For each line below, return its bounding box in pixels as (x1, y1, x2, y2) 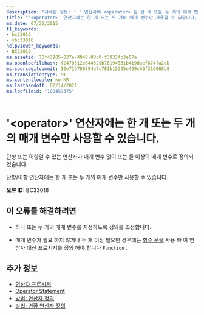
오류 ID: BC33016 (6, 186, 49, 194)
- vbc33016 (6, 37, 34, 43)
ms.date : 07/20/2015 (6, 20, 59, 26)
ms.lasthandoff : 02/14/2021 (6, 83, 78, 89)
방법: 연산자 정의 (15, 295, 55, 302)
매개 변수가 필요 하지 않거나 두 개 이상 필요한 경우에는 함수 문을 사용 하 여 (15, 236, 188, 244)
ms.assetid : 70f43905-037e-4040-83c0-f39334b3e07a (6, 54, 137, 60)
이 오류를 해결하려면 (6, 206, 76, 216)
